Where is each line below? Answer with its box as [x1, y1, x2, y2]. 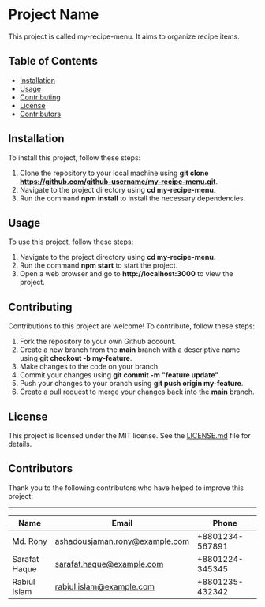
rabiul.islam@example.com [54, 581, 155, 592]
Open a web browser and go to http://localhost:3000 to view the [19, 269, 233, 279]
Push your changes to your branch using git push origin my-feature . [19, 379, 244, 388]
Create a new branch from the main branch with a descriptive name [19, 345, 241, 354]
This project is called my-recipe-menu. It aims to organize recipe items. [8, 32, 241, 41]
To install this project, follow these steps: [8, 152, 141, 163]
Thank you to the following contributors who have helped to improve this [8, 483, 244, 493]
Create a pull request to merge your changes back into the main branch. [19, 387, 255, 396]
